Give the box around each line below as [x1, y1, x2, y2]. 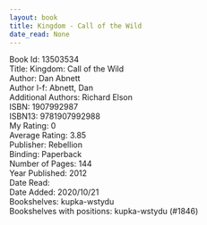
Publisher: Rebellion [9, 139, 83, 150]
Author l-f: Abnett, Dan [9, 82, 94, 94]
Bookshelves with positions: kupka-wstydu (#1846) [9, 206, 199, 217]
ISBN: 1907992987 [9, 102, 79, 112]
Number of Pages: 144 [9, 158, 92, 170]
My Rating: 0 [9, 121, 56, 131]
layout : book [9, 12, 58, 22]
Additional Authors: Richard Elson [9, 92, 133, 103]
